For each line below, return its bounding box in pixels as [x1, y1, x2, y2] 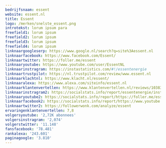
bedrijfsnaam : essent [5, 7, 50, 12]
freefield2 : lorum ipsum [5, 35, 56, 40]
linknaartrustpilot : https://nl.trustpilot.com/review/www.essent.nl [5, 72, 152, 76]
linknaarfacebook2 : [5, 99, 45, 104]
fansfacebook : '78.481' [5, 126, 54, 131]
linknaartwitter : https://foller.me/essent [5, 58, 96, 63]
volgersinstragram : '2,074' [5, 117, 63, 122]
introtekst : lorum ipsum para [5, 26, 68, 31]
